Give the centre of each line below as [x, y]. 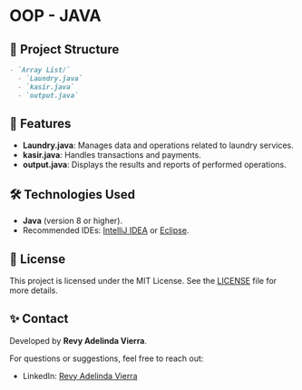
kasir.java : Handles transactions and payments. [112, 155]
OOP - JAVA [55, 16]
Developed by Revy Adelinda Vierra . [78, 340]
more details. [34, 290]
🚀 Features [40, 123]
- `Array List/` [40, 70]
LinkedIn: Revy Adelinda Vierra [80, 375]
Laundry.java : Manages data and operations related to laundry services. [158, 145]
